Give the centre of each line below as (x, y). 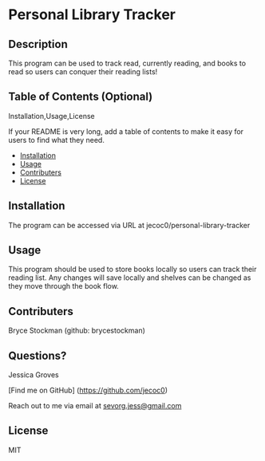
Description (38, 44)
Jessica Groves (34, 375)
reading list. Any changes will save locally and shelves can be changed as (130, 278)
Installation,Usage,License (51, 116)
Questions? (38, 355)
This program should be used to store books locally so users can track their (132, 270)
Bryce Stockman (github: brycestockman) (77, 331)
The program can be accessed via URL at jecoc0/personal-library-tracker (129, 225)
